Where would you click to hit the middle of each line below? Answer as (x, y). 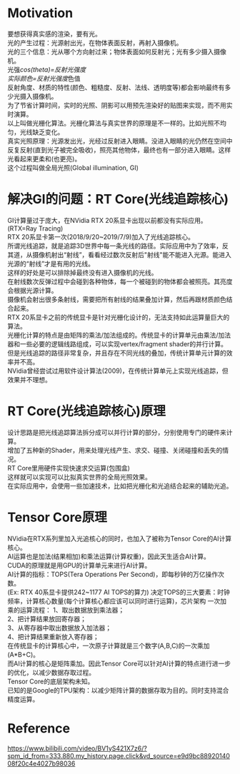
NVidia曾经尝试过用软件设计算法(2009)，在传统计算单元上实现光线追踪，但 (118, 371)
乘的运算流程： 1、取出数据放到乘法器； (66, 610)
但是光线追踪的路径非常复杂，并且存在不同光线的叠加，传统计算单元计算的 (117, 353)
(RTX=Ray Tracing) (35, 228)
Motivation (40, 13)
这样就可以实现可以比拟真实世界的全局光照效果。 (79, 477)
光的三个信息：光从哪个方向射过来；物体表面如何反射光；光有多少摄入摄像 (117, 51)
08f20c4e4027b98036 (41, 763)
